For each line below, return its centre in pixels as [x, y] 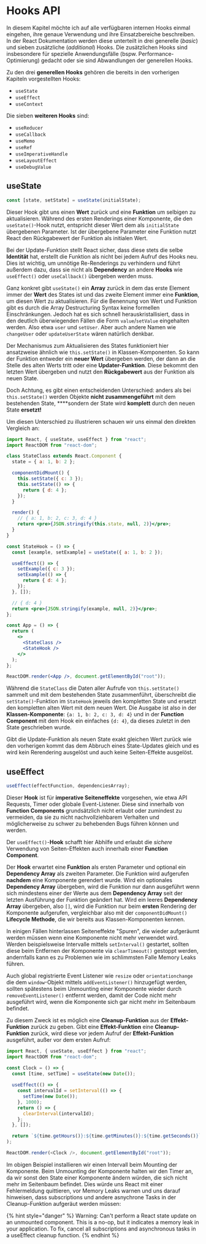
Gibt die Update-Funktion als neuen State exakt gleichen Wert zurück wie [99, 739]
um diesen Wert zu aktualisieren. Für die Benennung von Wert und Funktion [102, 301]
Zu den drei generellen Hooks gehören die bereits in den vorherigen [93, 72]
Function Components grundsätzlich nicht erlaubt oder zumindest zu [94, 810]
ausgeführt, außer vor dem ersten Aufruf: [59, 1039]
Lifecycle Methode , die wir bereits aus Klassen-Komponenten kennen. [96, 919]
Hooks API [33, 11]
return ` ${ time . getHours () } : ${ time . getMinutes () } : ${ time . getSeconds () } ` [107, 1136]
